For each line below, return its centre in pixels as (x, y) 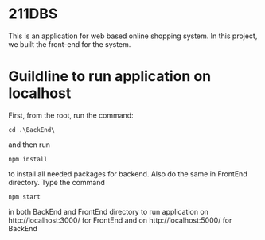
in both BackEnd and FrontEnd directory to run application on (109, 211)
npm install (28, 159)
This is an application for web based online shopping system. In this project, (133, 36)
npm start (25, 197)
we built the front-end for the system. (70, 44)
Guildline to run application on (110, 77)
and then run (29, 145)
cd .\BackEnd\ (32, 130)
